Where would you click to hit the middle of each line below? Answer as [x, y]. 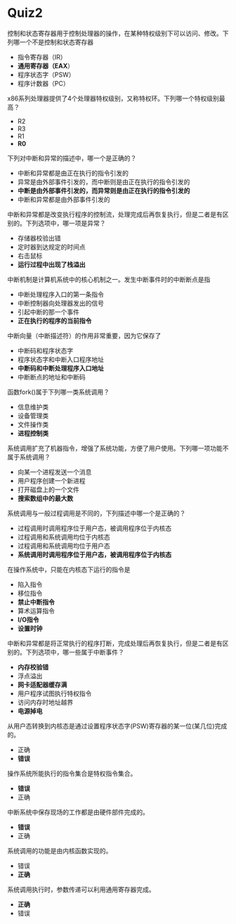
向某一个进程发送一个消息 [54, 472]
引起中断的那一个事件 [48, 312]
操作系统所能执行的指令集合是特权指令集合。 [72, 773]
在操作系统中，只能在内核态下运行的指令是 [69, 569]
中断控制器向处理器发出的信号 [60, 303]
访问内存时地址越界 [45, 702]
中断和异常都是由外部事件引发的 [64, 199]
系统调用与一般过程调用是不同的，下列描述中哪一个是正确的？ [97, 513]
